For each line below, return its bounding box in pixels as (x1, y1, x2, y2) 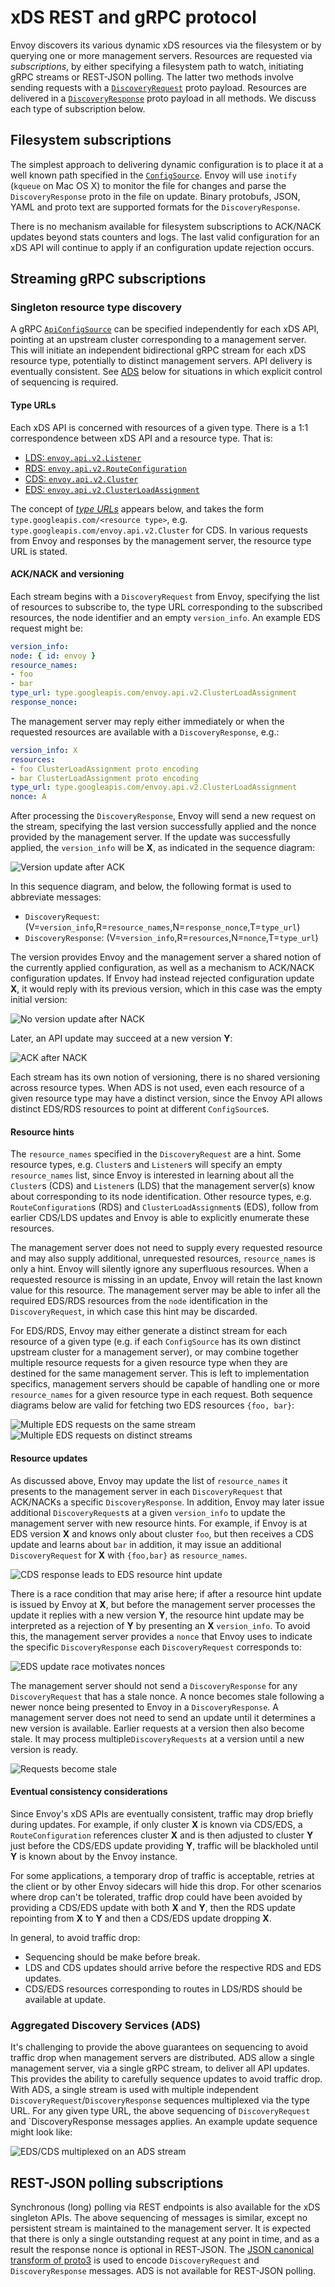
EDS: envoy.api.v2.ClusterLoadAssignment (24, 483, 200, 495)
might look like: (10, 2126, 73, 2138)
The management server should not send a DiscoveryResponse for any (10, 1679, 298, 1691)
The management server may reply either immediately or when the (10, 715, 285, 727)
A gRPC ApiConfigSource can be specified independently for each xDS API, (10, 323, 320, 335)
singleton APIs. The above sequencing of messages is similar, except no (10, 2211, 308, 2223)
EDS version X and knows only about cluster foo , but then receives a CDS (10, 1527, 315, 1540)
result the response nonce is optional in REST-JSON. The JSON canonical (10, 2243, 315, 2255)
